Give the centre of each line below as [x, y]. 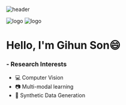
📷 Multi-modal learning [44, 87]
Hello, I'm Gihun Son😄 [64, 46]
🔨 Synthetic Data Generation [50, 95]
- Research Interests [37, 65]
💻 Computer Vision [39, 78]
